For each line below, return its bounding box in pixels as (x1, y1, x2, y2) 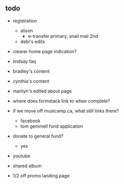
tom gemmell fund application (20, 123, 83, 129)
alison (20, 28, 33, 34)
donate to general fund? (12, 133, 64, 139)
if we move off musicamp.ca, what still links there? (12, 107, 119, 114)
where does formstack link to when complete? (12, 98, 110, 104)
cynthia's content (12, 78, 49, 84)
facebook (20, 118, 41, 124)
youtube (12, 153, 31, 159)
